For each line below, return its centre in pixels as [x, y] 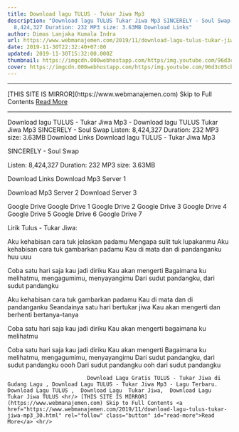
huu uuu [20, 257]
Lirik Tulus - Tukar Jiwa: [43, 227]
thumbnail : [23, 61]
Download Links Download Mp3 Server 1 [67, 178]
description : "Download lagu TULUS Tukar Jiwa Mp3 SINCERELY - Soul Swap [119, 21]
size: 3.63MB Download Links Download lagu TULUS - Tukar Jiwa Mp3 [111, 137]
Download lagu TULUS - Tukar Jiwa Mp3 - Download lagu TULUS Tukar [113, 122]
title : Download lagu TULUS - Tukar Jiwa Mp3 [76, 14]
